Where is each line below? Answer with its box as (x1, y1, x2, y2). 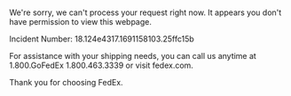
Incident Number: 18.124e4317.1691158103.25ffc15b (9, 33, 195, 44)
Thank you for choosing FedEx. (9, 78, 123, 87)
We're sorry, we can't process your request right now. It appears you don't (9, 7, 282, 18)
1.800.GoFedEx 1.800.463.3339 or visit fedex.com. (9, 60, 193, 70)
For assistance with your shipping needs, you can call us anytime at (9, 51, 257, 61)
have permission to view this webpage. (9, 17, 153, 26)
